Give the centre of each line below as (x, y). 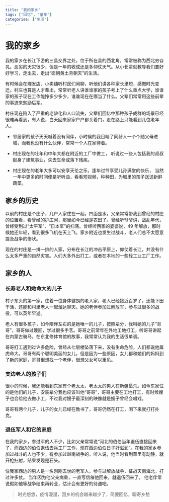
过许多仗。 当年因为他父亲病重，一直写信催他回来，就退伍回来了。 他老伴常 (83, 477)
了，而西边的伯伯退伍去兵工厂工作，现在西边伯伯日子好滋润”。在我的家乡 (81, 448)
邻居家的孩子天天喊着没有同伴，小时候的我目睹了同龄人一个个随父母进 (85, 137)
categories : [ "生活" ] (27, 19)
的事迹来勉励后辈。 (25, 103)
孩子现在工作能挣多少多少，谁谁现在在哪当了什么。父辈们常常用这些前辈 (89, 97)
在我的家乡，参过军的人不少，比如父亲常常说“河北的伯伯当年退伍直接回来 (81, 442)
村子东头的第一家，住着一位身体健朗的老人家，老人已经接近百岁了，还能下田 (84, 300)
